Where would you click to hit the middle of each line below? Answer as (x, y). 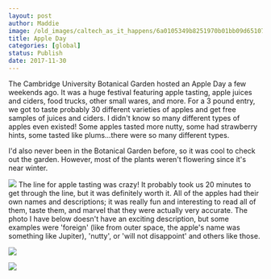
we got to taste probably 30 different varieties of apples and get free (122, 109)
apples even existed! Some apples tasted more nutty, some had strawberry (133, 127)
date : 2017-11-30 (38, 61)
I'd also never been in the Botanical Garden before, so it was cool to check (132, 151)
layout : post (30, 16)
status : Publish (35, 53)
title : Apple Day (38, 38)
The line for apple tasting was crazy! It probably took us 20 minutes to (135, 184)
